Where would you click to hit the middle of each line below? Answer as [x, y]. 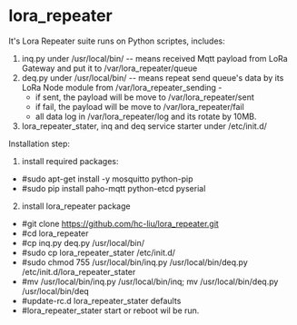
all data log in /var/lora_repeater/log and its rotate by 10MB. [146, 116]
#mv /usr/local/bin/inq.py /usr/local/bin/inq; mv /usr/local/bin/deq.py [150, 281]
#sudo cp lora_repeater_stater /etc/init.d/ [99, 252]
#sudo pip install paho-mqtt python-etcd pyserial [114, 188]
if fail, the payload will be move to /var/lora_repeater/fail [139, 106]
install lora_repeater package [76, 206]
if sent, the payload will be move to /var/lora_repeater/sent [145, 97]
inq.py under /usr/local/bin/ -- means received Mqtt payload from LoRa [154, 58]
